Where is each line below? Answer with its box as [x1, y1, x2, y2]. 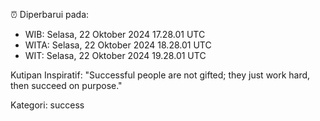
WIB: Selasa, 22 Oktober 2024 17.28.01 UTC [24, 29, 206, 40]
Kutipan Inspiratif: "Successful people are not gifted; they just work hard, [10, 69, 311, 81]
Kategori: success [10, 99, 85, 111]
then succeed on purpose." [10, 80, 123, 91]
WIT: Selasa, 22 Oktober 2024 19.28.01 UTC [24, 50, 207, 61]
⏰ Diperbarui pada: [10, 9, 90, 20]
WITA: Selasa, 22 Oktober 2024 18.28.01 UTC [24, 39, 212, 51]
